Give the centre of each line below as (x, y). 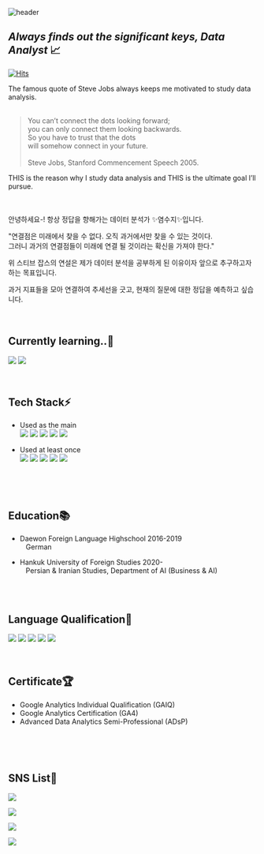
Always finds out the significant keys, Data (117, 37)
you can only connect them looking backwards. (104, 129)
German (39, 547)
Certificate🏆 (41, 682)
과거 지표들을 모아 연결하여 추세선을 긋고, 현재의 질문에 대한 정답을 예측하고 (124, 289)
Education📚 (39, 516)
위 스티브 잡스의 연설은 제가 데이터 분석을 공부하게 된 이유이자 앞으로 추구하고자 (130, 262)
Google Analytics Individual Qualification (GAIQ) (97, 704)
